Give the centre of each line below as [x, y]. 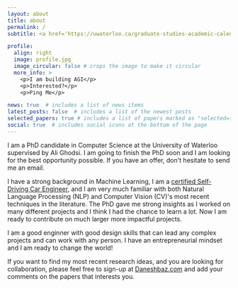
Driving [18, 189]
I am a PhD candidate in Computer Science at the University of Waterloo [113, 145]
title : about [27, 21]
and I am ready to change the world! [60, 248]
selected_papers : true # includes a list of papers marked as [101, 119]
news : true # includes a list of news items [75, 105]
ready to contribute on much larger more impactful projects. [95, 219]
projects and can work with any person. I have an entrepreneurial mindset [115, 240]
